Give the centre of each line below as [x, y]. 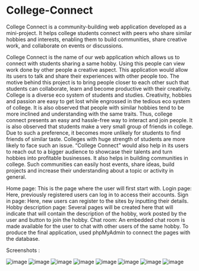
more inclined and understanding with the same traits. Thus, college [89, 114]
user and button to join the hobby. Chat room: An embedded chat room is [96, 219]
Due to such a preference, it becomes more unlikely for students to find [94, 133]
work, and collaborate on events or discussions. [65, 46]
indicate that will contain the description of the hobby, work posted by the [97, 213]
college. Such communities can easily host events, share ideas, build [90, 164]
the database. [23, 238]
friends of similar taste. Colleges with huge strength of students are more [96, 139]
